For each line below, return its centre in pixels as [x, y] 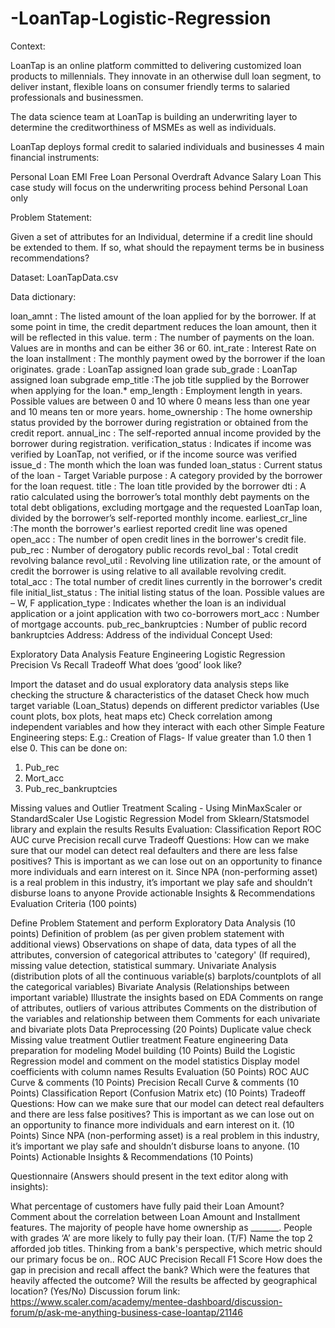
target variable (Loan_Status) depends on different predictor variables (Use [165, 705]
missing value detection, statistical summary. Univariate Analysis [143, 965]
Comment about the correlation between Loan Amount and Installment [155, 1216]
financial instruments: [55, 157]
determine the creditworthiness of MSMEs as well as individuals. [143, 127]
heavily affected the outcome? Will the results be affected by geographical [164, 1280]
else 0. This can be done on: [69, 748]
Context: [28, 46]
